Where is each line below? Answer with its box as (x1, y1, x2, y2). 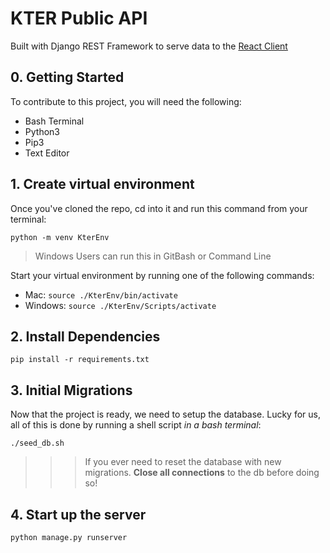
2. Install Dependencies (10, 328, 161, 345)
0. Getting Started (10, 69, 125, 86)
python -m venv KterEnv (10, 232, 110, 242)
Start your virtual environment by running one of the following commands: (10, 269, 315, 281)
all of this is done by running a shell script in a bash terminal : (10, 419, 262, 431)
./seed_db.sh (10, 438, 65, 449)
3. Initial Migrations (10, 382, 133, 399)
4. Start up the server (10, 506, 147, 523)
